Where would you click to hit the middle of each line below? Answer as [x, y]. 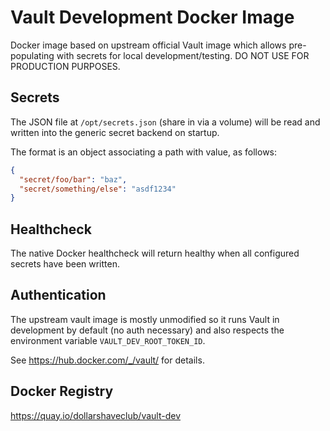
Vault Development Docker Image [152, 17]
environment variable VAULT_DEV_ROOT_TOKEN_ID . [108, 340]
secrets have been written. [65, 264]
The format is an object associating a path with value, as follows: [144, 152]
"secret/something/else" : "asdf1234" [98, 189]
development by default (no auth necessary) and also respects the [147, 330]
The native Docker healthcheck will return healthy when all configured [155, 253]
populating [32, 55]
